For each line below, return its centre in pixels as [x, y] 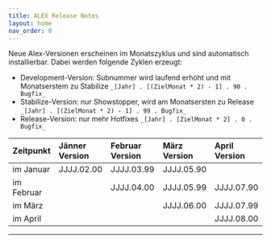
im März [28, 206]
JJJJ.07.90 [237, 187]
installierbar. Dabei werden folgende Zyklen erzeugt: [96, 62]
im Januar [31, 170]
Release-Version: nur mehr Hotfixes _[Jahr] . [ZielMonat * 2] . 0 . [136, 119]
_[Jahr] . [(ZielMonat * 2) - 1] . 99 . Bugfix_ [103, 111]
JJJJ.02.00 [81, 170]
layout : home [30, 23]
